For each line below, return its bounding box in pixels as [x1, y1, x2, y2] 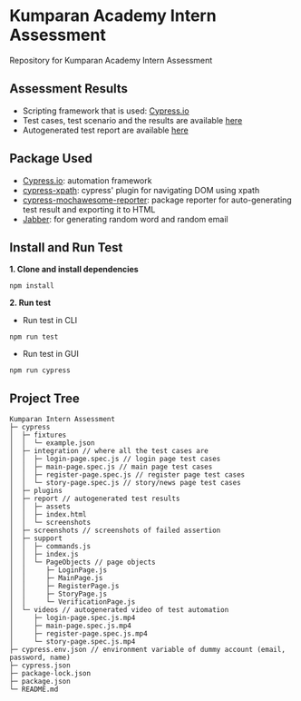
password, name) [9, 653, 71, 663]
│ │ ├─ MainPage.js [9, 574, 103, 583]
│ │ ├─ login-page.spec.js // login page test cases [9, 455, 221, 464]
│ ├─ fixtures [9, 430, 67, 440]
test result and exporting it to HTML [22, 203, 156, 214]
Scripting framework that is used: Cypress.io [22, 105, 189, 116]
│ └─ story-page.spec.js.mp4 [9, 637, 136, 647]
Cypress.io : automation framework [22, 174, 152, 186]
